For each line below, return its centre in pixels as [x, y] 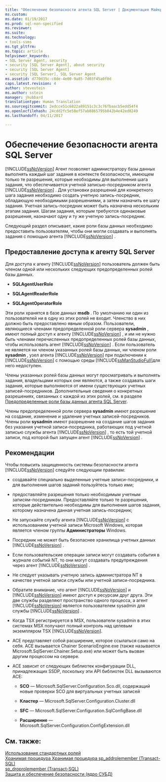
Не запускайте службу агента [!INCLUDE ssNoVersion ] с [71, 520]
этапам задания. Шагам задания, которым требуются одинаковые [75, 211]
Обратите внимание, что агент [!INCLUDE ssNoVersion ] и [71, 590]
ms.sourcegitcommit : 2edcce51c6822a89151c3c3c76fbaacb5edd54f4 [72, 107]
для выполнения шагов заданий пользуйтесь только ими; [73, 485]
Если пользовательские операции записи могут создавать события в [86, 555]
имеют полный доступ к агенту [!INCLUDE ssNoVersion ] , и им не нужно [80, 334]
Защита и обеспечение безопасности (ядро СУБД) [59, 774]
